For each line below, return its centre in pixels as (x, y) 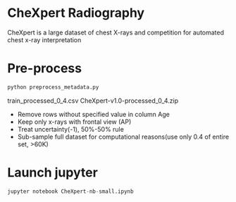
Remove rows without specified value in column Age (94, 114)
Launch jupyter (53, 172)
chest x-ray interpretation (44, 39)
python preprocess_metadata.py (53, 87)
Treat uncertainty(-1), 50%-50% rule (71, 129)
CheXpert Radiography (76, 13)
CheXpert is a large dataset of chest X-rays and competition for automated (116, 32)
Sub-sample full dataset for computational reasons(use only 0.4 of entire (123, 137)
